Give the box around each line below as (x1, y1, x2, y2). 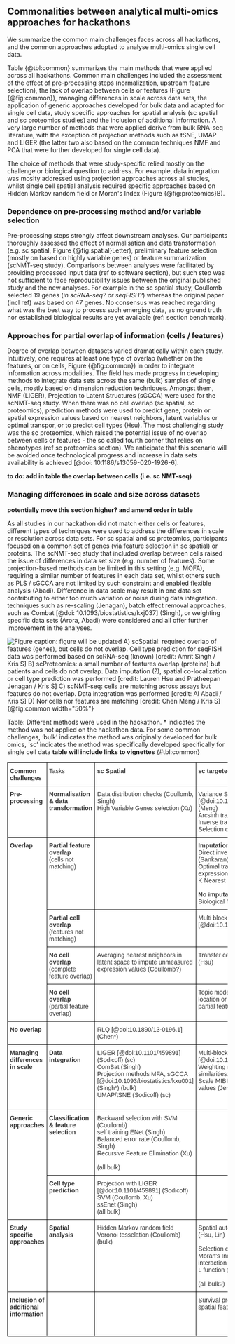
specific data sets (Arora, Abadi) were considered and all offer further (7, 616, 208, 624)
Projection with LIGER (97, 1179, 157, 1188)
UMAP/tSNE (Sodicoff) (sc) (97, 1091, 171, 1098)
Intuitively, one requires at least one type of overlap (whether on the (7, 354, 203, 363)
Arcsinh (198, 811, 219, 819)
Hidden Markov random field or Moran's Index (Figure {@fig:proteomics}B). (7, 189, 225, 197)
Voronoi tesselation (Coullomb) (97, 1230, 181, 1239)
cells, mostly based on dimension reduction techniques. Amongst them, (7, 384, 214, 392)
